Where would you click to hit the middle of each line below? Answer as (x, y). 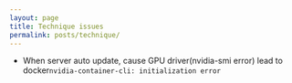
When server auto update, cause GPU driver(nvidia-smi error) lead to (152, 61)
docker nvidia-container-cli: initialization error (122, 70)
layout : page (34, 18)
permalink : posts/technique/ (65, 35)
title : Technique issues (57, 26)
